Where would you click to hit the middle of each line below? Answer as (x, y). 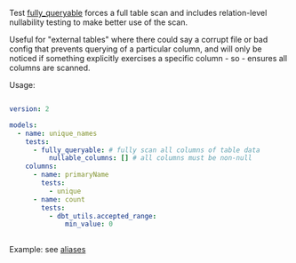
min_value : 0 (89, 224)
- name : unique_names (57, 133)
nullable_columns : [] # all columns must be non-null (150, 158)
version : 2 (29, 109)
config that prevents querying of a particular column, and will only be (136, 49)
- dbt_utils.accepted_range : (103, 216)
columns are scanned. (50, 68)
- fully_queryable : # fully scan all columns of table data (146, 150)
